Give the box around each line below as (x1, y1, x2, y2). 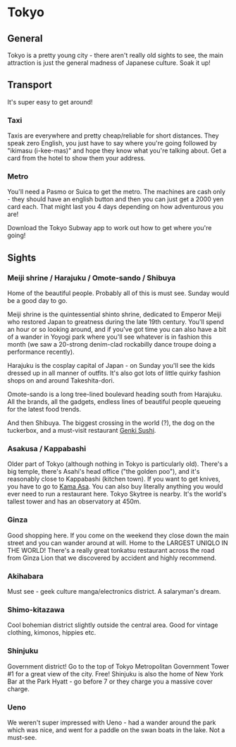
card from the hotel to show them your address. (7, 154, 146, 162)
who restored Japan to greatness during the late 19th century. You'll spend (7, 318, 224, 326)
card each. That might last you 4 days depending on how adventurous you (7, 203, 224, 211)
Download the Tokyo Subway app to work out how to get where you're (7, 224, 212, 232)
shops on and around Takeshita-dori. (7, 376, 115, 385)
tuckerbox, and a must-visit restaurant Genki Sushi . (7, 426, 156, 435)
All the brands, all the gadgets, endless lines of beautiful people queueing (7, 398, 221, 406)
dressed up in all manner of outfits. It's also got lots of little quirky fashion (7, 369, 221, 378)
